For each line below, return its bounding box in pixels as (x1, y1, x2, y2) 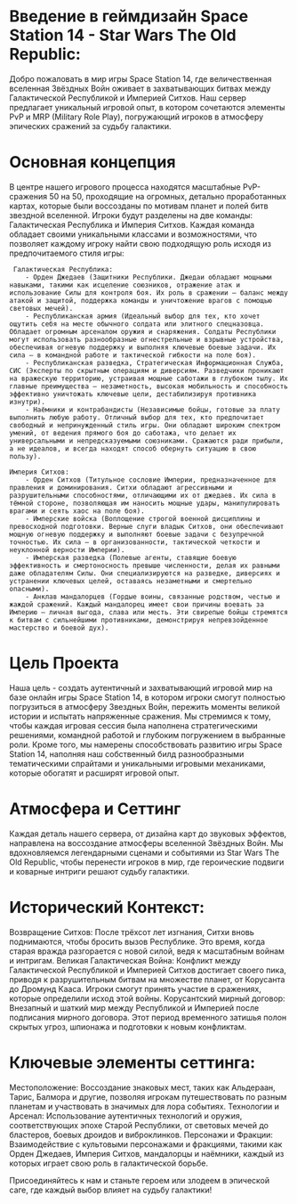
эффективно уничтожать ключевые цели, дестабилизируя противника (9, 389, 256, 398)
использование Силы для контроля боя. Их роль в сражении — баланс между (9, 288, 289, 297)
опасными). (9, 584, 50, 593)
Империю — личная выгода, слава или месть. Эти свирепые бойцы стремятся (9, 607, 289, 616)
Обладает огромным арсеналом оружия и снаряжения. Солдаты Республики (9, 327, 277, 336)
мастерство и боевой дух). (9, 623, 109, 632)
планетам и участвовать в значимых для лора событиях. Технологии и (9, 1101, 280, 1111)
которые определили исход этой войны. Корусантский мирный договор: (9, 993, 286, 1004)
